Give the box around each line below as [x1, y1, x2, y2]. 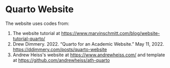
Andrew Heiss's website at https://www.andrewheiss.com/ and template [12, 52, 165, 58]
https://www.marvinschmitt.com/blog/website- [61, 30, 160, 36]
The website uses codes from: [5, 20, 70, 26]
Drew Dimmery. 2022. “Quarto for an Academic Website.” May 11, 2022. [12, 41, 164, 47]
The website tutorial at [12, 30, 60, 36]
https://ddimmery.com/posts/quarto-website [12, 46, 108, 52]
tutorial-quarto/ [12, 36, 46, 42]
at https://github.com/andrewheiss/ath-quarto [12, 57, 110, 63]
